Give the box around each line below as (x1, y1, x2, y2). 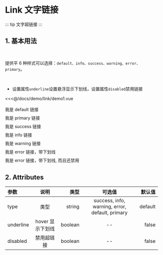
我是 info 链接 (5, 132, 33, 138)
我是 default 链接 (5, 106, 39, 112)
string (66, 203, 80, 210)
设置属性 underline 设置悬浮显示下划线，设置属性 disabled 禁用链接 (12, 86, 143, 92)
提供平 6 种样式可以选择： (5, 60, 57, 66)
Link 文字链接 (5, 4, 59, 16)
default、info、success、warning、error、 (56, 61, 140, 66)
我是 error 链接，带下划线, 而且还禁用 (5, 157, 80, 163)
